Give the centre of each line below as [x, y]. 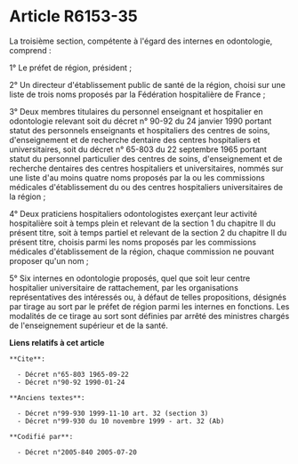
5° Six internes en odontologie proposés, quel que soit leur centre [130, 278]
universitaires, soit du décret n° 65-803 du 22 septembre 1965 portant [138, 149]
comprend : [30, 50]
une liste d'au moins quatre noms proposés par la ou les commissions [137, 177]
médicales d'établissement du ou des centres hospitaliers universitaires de [146, 187]
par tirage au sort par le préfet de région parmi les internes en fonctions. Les [149, 306]
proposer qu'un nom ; [49, 260]
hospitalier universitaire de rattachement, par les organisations [124, 287]
